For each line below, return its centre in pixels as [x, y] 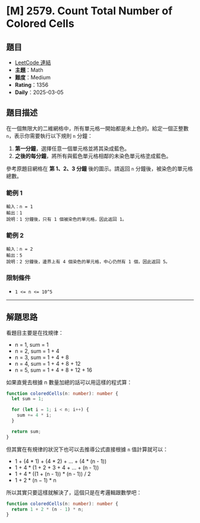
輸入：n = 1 [20, 207]
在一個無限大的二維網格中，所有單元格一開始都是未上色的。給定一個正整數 [97, 128]
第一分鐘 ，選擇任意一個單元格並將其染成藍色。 [72, 148]
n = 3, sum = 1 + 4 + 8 [42, 357]
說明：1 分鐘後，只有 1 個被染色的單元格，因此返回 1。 [66, 220]
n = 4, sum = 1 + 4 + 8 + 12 [48, 363]
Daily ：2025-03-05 [39, 92]
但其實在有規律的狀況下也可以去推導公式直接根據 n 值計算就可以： [87, 449]
